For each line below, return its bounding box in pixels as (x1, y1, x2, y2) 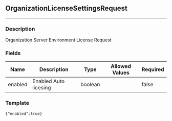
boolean (80, 81, 100, 88)
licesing (32, 84, 51, 91)
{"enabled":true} (5, 111, 42, 116)
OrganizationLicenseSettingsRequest (5, 4, 128, 13)
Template (5, 100, 30, 107)
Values (112, 69, 130, 76)
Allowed (111, 63, 132, 70)
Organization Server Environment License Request (5, 37, 112, 43)
